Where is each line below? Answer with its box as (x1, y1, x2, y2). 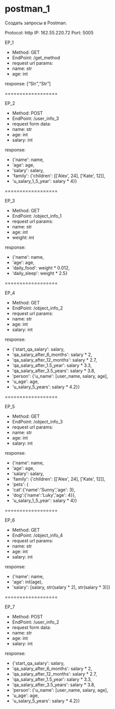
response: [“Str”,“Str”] (5, 81, 51, 87)
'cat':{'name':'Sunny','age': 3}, (12, 487, 75, 493)
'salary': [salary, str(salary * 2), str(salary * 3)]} (12, 584, 110, 590)
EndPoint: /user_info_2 (12, 619, 59, 625)
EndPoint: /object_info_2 (12, 305, 63, 311)
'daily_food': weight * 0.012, (12, 264, 70, 271)
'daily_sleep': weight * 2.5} (12, 270, 68, 276)
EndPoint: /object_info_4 (12, 532, 63, 538)
